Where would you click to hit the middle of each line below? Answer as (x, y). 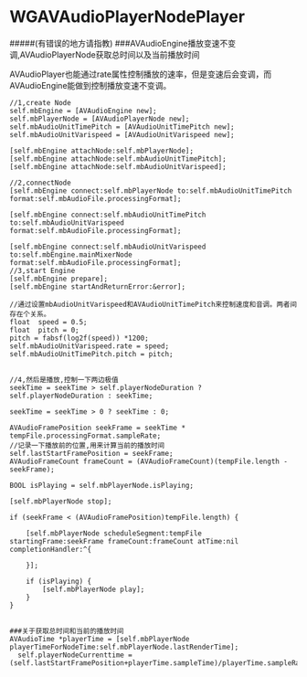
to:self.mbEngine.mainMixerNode (71, 254)
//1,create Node (40, 102)
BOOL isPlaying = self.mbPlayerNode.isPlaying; (102, 485)
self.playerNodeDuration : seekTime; (81, 396)
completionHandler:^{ (51, 549)
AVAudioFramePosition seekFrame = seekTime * (97, 428)
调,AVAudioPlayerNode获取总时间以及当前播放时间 (105, 54)
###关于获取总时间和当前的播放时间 (67, 631)
